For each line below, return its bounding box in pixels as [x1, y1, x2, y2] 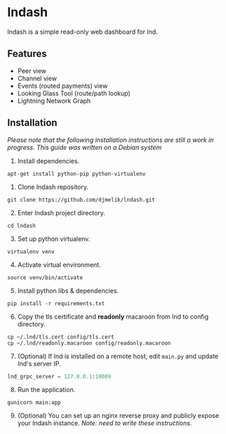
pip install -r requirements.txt [7, 300, 105, 307]
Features [7, 48, 47, 60]
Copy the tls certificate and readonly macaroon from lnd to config [17, 312, 209, 321]
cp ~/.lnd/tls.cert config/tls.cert [7, 333, 114, 340]
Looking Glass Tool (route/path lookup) [17, 89, 131, 97]
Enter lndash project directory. [17, 208, 105, 217]
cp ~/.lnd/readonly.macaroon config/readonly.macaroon [7, 339, 171, 347]
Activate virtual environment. [17, 260, 101, 269]
